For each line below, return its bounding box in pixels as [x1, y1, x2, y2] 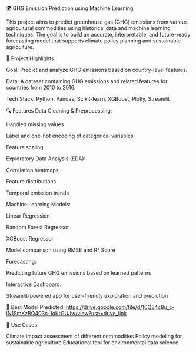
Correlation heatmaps [6, 167, 59, 173]
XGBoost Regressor [6, 235, 54, 242]
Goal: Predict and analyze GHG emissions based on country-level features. [6, 67, 188, 73]
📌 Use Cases [6, 321, 38, 328]
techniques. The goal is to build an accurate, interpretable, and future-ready [6, 31, 191, 38]
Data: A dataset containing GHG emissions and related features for [6, 78, 168, 84]
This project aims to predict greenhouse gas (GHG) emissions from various [6, 18, 188, 25]
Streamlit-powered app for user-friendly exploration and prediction [6, 292, 168, 299]
